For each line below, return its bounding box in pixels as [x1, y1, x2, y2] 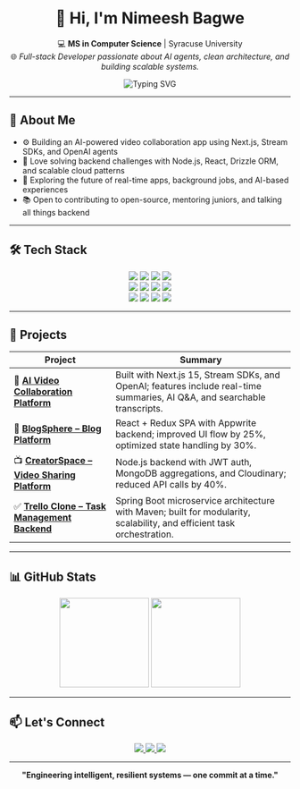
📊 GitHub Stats [9, 569, 96, 584]
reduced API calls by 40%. [115, 478, 228, 490]
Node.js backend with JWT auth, [115, 455, 253, 468]
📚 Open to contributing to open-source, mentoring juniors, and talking [21, 194, 283, 205]
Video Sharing [13, 469, 76, 481]
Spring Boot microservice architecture [115, 495, 275, 507]
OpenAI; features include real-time [115, 380, 262, 393]
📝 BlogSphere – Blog [13, 422, 102, 435]
